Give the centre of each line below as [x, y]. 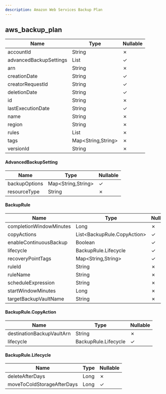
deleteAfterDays [26, 376]
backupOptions [25, 183]
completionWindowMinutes [39, 226]
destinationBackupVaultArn [39, 334]
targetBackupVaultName [36, 299]
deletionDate [22, 92]
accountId [19, 52]
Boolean [85, 242]
